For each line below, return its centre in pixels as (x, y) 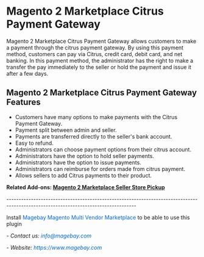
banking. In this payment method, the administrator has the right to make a (100, 60)
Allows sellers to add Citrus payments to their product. (83, 175)
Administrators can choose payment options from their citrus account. (103, 149)
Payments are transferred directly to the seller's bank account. (93, 136)
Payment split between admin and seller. (66, 130)
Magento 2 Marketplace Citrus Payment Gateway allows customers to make (101, 41)
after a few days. (27, 73)
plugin (14, 223)
